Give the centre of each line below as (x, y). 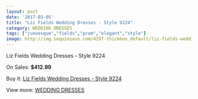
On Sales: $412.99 (29, 67)
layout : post (22, 11)
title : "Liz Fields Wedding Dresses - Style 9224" (70, 22)
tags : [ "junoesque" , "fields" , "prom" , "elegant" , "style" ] (76, 34)
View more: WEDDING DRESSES (45, 90)
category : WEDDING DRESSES (39, 28)
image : (14, 39)
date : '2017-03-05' (30, 17)
